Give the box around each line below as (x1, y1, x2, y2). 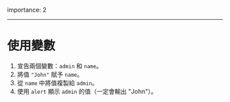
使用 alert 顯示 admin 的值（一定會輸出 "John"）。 (16, 87, 157, 95)
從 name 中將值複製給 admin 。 (16, 78, 99, 87)
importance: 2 (7, 6, 47, 14)
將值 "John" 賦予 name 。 (16, 70, 84, 78)
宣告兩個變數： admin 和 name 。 (16, 61, 103, 70)
